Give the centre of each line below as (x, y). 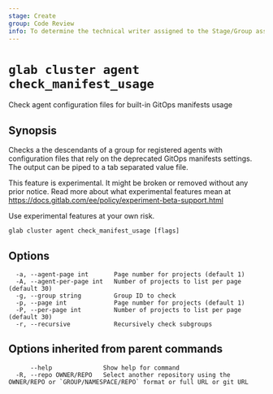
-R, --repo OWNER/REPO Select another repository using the (123, 375)
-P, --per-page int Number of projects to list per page (129, 310)
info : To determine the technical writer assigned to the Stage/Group (130, 31)
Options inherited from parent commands (116, 349)
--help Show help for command (105, 368)
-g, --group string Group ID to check (96, 296)
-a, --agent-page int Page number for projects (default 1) (130, 274)
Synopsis (32, 130)
